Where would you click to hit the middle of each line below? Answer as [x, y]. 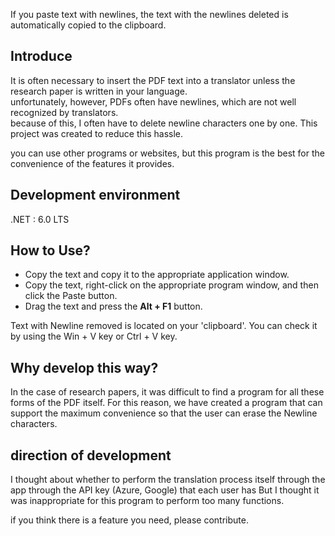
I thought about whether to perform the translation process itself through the [168, 480]
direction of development [91, 455]
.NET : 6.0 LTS [40, 219]
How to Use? [50, 250]
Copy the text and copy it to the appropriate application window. [157, 275]
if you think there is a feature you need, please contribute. [129, 520]
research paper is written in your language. [99, 91]
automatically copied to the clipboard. [88, 25]
